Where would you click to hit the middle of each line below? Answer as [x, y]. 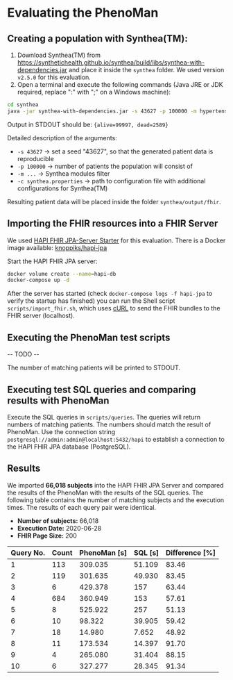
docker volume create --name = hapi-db [62, 274]
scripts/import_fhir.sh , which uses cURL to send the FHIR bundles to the [114, 308]
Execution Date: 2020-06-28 [59, 528]
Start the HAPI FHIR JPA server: [53, 261]
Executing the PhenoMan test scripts [89, 337]
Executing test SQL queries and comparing [102, 389]
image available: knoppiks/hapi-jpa [57, 247]
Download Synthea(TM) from [59, 55]
